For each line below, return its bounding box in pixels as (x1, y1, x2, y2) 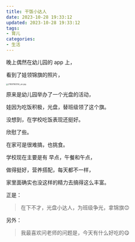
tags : (6, 25, 19, 31)
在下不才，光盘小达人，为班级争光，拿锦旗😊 (20, 204, 130, 211)
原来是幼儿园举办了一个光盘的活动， (6, 91, 94, 98)
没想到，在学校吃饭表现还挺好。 (6, 116, 84, 123)
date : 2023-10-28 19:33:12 (6, 14, 73, 20)
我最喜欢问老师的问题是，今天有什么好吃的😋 (20, 229, 130, 237)
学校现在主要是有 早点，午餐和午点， (6, 154, 96, 161)
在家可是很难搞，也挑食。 (6, 141, 68, 149)
